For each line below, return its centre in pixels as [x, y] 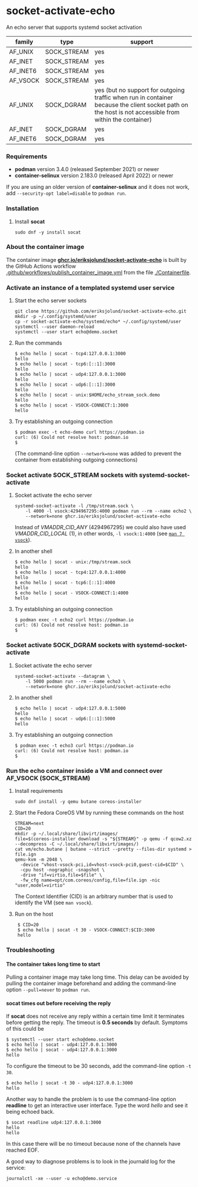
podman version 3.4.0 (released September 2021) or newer [87, 169]
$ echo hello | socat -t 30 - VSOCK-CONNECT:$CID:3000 [86, 930]
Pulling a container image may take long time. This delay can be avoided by [98, 977]
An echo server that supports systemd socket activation [74, 27]
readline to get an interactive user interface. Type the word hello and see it [97, 1106]
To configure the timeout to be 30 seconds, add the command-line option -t [99, 1066]
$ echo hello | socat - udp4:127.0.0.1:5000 [70, 708]
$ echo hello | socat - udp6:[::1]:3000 [65, 385]
